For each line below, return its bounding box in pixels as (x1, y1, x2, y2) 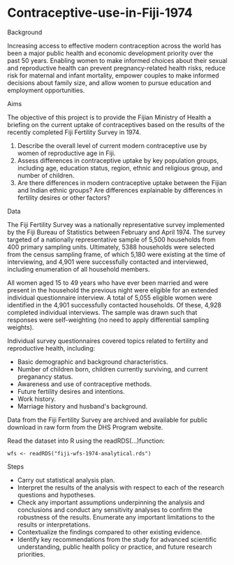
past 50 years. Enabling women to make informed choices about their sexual (7, 56, 228, 64)
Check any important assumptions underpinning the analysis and (17, 498, 205, 506)
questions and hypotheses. (17, 490, 96, 499)
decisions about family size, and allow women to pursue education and (7, 78, 212, 87)
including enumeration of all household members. (7, 265, 150, 273)
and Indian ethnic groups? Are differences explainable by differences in (17, 186, 223, 194)
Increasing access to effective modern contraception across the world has (7, 41, 221, 50)
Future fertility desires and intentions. (17, 387, 125, 395)
